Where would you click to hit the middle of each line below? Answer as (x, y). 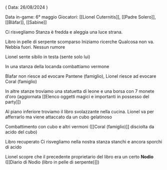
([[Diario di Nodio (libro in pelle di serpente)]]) (52, 162)
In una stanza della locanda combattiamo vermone (57, 66)
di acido (13, 147)
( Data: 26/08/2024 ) (27, 7)
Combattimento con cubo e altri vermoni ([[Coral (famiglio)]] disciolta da (80, 127)
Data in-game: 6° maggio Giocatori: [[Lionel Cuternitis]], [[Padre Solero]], (80, 17)
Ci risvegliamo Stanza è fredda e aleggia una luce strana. (64, 32)
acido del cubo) (21, 132)
